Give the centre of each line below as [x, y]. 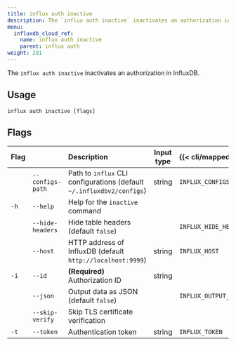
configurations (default [106, 182]
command [85, 211]
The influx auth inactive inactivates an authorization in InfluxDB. [104, 73]
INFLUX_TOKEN [201, 332]
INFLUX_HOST [199, 251]
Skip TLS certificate [100, 312]
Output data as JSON [103, 291]
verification [86, 320]
